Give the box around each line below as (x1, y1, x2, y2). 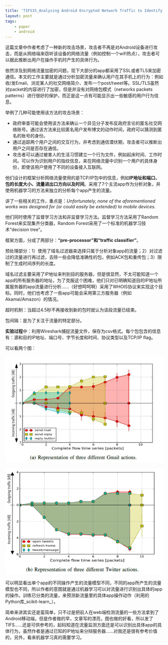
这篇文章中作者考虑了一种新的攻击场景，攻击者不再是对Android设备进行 (5, 44, 153, 50)
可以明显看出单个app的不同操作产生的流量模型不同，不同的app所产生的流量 (5, 580, 162, 586)
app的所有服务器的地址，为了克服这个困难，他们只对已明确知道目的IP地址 (5, 278, 158, 284)
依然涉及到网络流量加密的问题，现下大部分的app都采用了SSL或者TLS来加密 (5, 68, 161, 74)
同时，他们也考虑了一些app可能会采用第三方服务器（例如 (14, 290, 132, 296)
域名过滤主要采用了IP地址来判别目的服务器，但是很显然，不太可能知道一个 (5, 271, 159, 277)
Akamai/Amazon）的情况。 (5, 296, 61, 302)
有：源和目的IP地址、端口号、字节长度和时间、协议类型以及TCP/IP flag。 (5, 334, 156, 341)
